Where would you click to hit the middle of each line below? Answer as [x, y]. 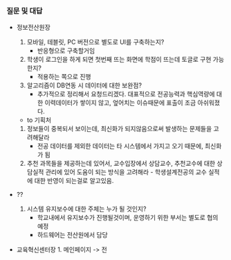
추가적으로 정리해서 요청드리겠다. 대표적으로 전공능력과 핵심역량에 [126, 94]
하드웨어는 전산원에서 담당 [72, 235]
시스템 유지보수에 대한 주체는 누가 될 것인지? [86, 209]
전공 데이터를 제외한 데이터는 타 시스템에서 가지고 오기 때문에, [120, 146]
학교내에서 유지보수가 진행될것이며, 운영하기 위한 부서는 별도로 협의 [128, 218]
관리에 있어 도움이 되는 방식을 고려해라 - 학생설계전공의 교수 [126, 172]
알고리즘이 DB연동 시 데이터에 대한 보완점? [84, 85]
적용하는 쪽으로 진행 [64, 77]
